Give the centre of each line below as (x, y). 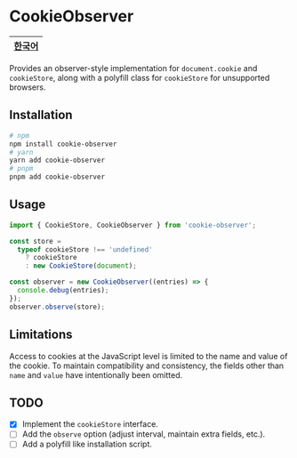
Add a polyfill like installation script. (87, 444)
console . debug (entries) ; (63, 291)
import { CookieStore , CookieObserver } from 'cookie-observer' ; (132, 225)
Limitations (41, 335)
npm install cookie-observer (63, 144)
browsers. (28, 87)
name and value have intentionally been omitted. (96, 374)
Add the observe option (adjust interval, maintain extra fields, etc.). (144, 434)
